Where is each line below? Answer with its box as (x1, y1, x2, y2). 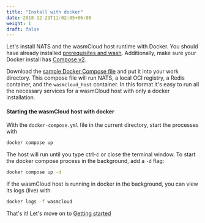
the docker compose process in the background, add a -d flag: (6, 157, 165, 165)
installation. (6, 94, 35, 101)
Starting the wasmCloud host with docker (6, 108, 114, 115)
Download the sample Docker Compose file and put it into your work (6, 68, 179, 75)
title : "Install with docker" (6, 9, 84, 15)
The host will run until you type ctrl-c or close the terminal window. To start (6, 151, 196, 158)
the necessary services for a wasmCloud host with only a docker (6, 87, 170, 95)
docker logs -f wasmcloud (6, 198, 72, 205)
